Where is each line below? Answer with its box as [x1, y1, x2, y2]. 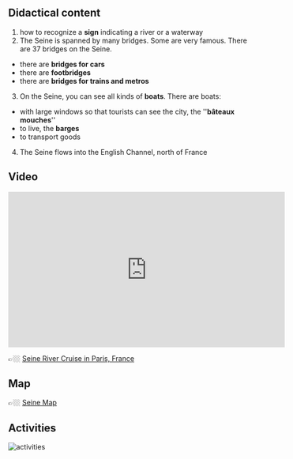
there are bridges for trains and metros [19, 76, 149, 85]
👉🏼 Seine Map [8, 398, 58, 408]
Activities [8, 421, 57, 435]
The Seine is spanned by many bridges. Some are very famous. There [19, 36, 247, 45]
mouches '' [19, 115, 56, 125]
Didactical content [8, 6, 101, 20]
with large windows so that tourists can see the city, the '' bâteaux [19, 107, 235, 116]
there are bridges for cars [19, 59, 105, 69]
